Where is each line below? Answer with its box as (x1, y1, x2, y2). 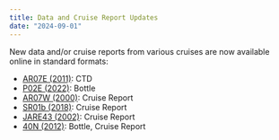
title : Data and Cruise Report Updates (9, 13, 159, 22)
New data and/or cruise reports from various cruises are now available (9, 46, 270, 57)
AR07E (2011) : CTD (22, 73, 92, 83)
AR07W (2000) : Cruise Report (22, 92, 134, 103)
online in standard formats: (9, 56, 109, 66)
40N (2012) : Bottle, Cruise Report (22, 120, 146, 131)
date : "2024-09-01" (9, 22, 83, 31)
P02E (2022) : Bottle (22, 83, 96, 93)
